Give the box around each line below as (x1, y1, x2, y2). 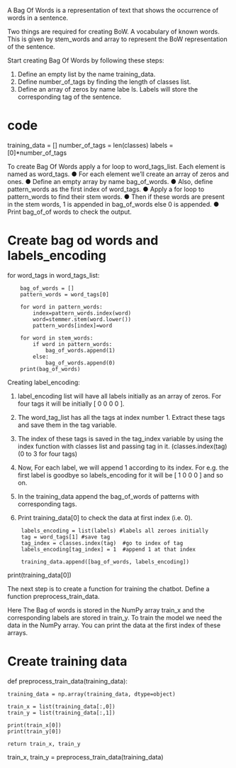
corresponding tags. (17, 499, 77, 508)
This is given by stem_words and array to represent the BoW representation (7, 35, 228, 43)
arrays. (7, 628, 28, 637)
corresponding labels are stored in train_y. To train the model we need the (7, 613, 223, 622)
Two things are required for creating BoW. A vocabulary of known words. (7, 28, 220, 36)
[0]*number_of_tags (7, 148, 67, 157)
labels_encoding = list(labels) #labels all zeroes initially (21, 527, 209, 534)
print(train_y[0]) (7, 728, 62, 735)
